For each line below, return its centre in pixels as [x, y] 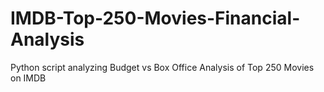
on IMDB [28, 78]
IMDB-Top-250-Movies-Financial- [155, 18]
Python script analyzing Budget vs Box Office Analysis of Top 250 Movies [162, 67]
